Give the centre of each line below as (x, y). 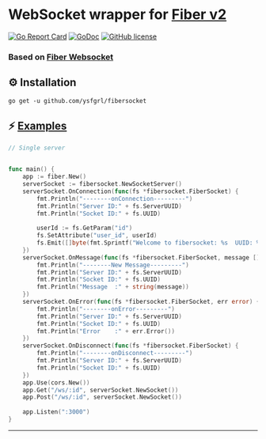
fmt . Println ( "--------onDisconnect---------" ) (115, 354)
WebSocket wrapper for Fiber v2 (118, 15)
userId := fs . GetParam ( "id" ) (85, 228)
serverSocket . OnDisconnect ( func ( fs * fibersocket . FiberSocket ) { (131, 346)
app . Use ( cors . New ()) (56, 382)
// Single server (37, 148)
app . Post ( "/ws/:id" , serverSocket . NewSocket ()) (102, 397)
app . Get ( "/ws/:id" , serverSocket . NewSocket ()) (101, 390)
